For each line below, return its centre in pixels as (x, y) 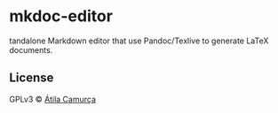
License (32, 78)
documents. (31, 49)
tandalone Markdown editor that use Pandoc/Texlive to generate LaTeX (139, 41)
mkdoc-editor (61, 16)
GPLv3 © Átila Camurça (52, 99)
